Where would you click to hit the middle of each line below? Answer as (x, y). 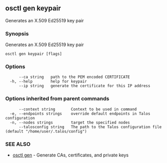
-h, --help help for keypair (48, 81)
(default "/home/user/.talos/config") (46, 131)
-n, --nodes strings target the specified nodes (70, 123)
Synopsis (17, 33)
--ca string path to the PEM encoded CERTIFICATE (74, 77)
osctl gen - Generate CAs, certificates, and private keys (71, 155)
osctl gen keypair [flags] (34, 54)
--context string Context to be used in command (78, 109)
